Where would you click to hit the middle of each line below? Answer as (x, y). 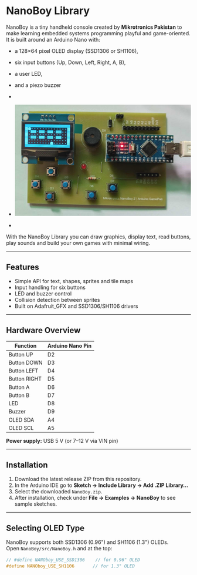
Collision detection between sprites (57, 300)
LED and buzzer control (43, 294)
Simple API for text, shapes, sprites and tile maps (74, 281)
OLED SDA (21, 420)
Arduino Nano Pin (70, 346)
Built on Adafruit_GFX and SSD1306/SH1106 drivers (76, 306)
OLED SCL (21, 428)
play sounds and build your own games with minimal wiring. (78, 243)
